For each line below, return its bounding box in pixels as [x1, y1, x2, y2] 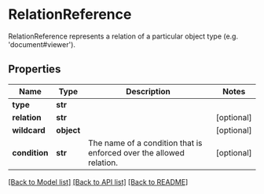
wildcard [12, 124, 46, 135]
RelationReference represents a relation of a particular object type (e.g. [8, 31, 238, 41]
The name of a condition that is [87, 137, 203, 148]
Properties [8, 63, 61, 76]
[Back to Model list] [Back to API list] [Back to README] [8, 177, 189, 186]
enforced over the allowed [87, 147, 185, 158]
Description [125, 86, 171, 97]
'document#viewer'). [8, 39, 76, 49]
